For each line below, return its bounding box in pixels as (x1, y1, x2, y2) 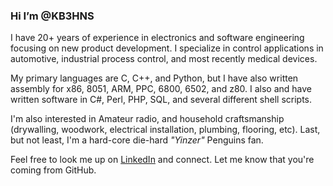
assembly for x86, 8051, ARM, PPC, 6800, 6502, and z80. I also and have (10, 83, 313, 95)
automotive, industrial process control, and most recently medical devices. (10, 53, 318, 65)
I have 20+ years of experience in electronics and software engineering (10, 32, 305, 44)
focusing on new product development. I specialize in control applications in (10, 42, 324, 54)
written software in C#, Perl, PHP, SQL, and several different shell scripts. (10, 94, 313, 106)
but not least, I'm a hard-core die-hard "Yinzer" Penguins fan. (10, 134, 264, 146)
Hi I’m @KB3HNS (10, 9, 95, 23)
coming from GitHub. (10, 164, 97, 176)
